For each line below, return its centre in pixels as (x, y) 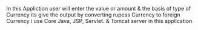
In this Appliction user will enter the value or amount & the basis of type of (99, 9)
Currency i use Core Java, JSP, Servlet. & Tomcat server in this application (99, 21)
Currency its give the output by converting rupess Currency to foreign (93, 15)
